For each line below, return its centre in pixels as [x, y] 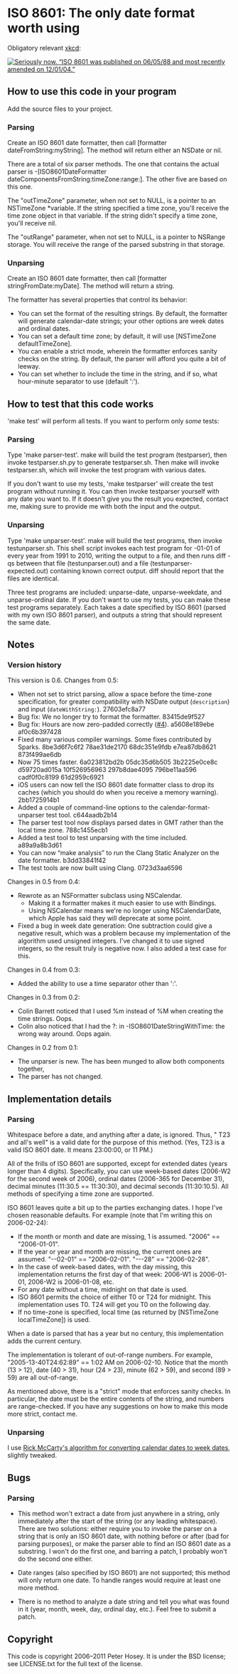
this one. [20, 187]
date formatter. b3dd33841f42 [62, 860]
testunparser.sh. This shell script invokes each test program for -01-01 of [114, 548]
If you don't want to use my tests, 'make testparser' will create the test [110, 484]
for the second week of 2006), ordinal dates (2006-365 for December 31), [116, 1179]
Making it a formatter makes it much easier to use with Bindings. [122, 903]
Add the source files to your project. [60, 109]
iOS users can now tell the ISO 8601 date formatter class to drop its [116, 785]
